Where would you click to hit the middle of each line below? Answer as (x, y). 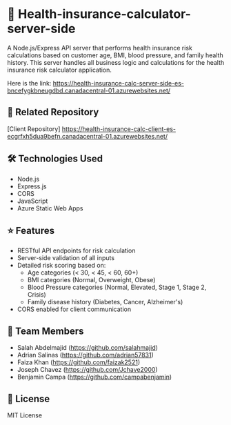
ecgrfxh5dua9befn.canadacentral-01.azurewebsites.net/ (87, 136)
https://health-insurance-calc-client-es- (119, 129)
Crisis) (37, 295)
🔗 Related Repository (53, 112)
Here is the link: (29, 83)
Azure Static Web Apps (50, 208)
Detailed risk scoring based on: (61, 266)
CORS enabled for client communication (74, 309)
